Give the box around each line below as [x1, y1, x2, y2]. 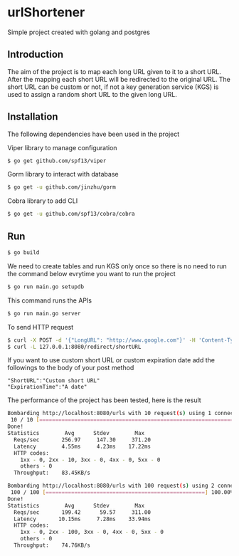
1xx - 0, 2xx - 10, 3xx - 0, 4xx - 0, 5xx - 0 [20, 456, 161, 463]
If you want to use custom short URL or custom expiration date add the [7, 356, 216, 364]
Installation [7, 111, 58, 123]
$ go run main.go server [7, 310, 81, 317]
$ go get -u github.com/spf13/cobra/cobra [7, 211, 135, 218]
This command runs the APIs [7, 296, 92, 305]
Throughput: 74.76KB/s [14, 542, 91, 549]
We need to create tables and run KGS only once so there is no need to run [7, 261, 228, 271]
